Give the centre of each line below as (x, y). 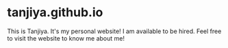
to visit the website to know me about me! (66, 38)
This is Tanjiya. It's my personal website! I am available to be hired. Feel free (114, 31)
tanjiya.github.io (55, 13)
